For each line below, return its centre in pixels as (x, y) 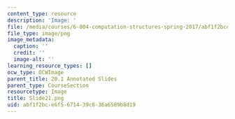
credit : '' (29, 53)
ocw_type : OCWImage (36, 72)
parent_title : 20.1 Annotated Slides (62, 79)
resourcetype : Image (37, 92)
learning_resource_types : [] (50, 66)
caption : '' (31, 46)
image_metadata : (31, 40)
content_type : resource (42, 14)
